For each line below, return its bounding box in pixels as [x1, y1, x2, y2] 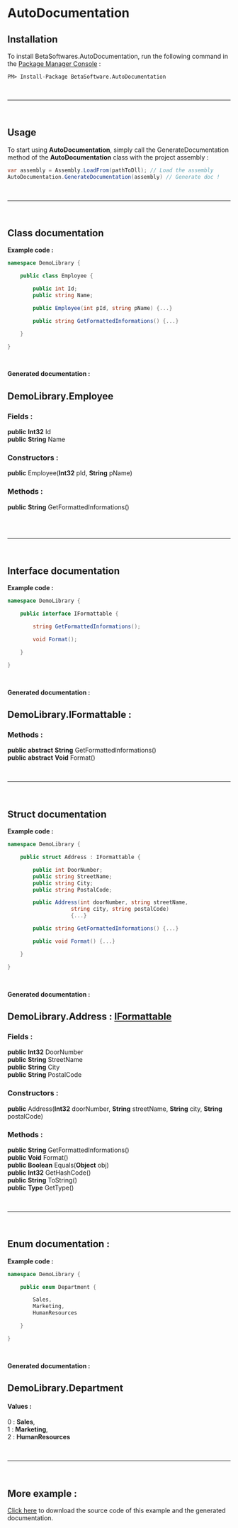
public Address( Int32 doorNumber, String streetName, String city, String [7, 1105, 222, 1113]
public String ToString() [7, 1175, 78, 1184]
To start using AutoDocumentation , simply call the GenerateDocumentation [7, 145, 229, 154]
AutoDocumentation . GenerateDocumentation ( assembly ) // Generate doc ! [7, 173, 220, 180]
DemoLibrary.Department [7, 1382, 124, 1395]
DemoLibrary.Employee [7, 390, 114, 402]
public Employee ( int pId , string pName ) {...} [33, 304, 173, 311]
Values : [7, 1402, 32, 1410]
